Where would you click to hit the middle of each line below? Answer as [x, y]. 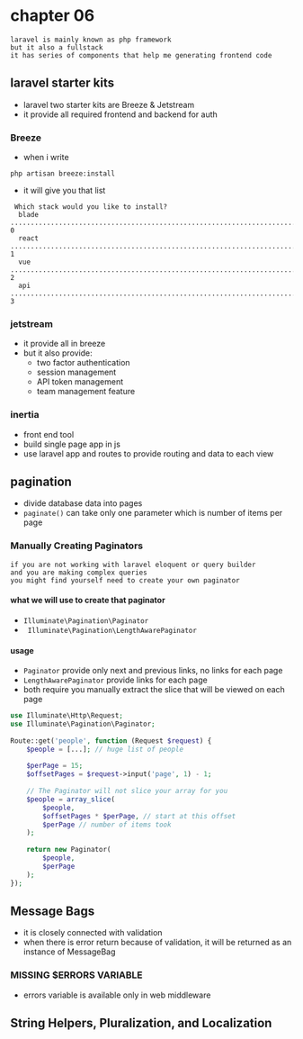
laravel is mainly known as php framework [91, 40]
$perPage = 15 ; [55, 766]
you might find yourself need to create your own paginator [125, 580]
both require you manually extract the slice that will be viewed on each [154, 690]
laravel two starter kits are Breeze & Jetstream [109, 104]
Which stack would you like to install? [91, 207]
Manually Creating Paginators [76, 546]
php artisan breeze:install [63, 174]
